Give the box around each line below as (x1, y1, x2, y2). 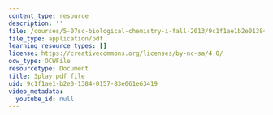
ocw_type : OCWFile (8, 57, 71, 66)
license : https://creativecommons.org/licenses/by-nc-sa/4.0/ (8, 49, 223, 57)
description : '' (8, 19, 63, 28)
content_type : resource (8, 11, 89, 20)
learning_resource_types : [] (8, 42, 107, 50)
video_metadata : (8, 87, 63, 96)
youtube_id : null (15, 95, 75, 103)
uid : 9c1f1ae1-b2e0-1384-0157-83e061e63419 (8, 79, 158, 87)
